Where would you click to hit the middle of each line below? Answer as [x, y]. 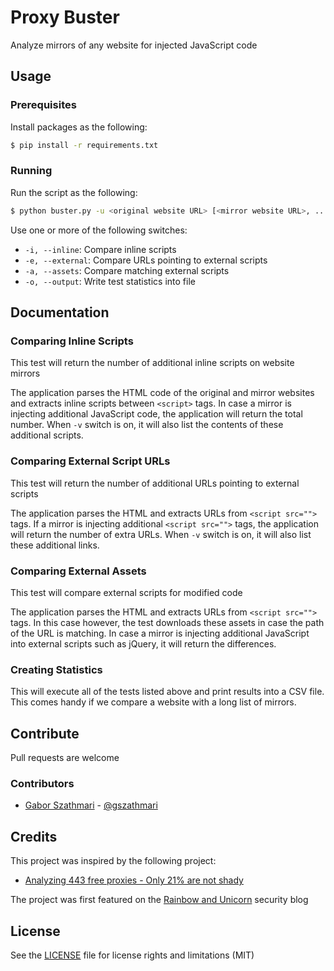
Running [31, 171]
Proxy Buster [65, 17]
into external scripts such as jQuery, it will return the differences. [143, 643]
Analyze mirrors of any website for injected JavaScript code [134, 45]
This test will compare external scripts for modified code [126, 592]
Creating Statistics [56, 669]
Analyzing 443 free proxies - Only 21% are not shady [134, 880]
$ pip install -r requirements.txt [84, 145]
